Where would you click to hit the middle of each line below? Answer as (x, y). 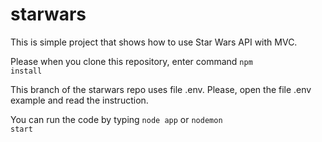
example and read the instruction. (79, 100)
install (26, 71)
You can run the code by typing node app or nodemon (116, 119)
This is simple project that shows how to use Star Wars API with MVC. (154, 42)
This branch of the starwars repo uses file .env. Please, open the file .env (161, 89)
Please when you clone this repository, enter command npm (131, 61)
